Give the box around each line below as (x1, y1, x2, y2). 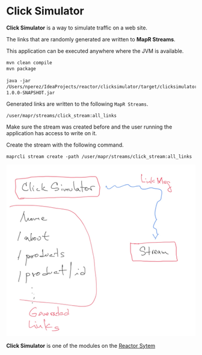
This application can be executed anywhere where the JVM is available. (6, 47, 184, 55)
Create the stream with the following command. (6, 141, 124, 148)
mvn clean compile (6, 59, 52, 65)
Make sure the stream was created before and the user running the (6, 123, 173, 130)
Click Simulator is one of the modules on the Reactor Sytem (6, 342, 156, 349)
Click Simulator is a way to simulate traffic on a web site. (6, 24, 148, 31)
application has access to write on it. (6, 129, 97, 136)
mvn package (6, 65, 36, 71)
